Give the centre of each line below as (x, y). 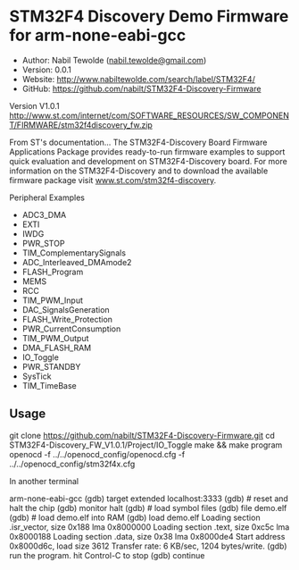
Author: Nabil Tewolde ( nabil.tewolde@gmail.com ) (114, 60)
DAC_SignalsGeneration (66, 309)
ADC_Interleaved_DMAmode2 (77, 262)
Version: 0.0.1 (46, 70)
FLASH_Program (53, 272)
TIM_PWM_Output (55, 338)
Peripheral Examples (47, 197)
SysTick (37, 376)
